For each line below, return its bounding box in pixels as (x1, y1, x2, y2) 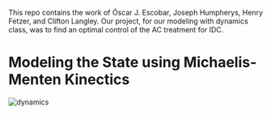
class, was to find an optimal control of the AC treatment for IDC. (8, 25, 224, 34)
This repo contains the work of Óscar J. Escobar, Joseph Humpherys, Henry (8, 8, 264, 17)
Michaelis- (183, 53, 257, 72)
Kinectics (64, 70, 130, 89)
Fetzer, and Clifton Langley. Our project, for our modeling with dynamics (8, 16, 248, 26)
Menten (8, 70, 62, 89)
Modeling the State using (8, 53, 180, 72)
